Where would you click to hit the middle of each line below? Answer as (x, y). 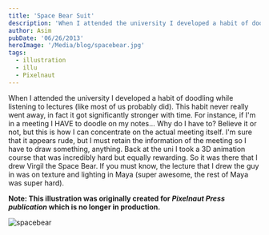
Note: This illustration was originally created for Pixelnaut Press (117, 198)
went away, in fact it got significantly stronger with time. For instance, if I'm (132, 115)
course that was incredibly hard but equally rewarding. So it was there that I (133, 157)
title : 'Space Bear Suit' (51, 16)
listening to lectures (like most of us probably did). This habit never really (128, 106)
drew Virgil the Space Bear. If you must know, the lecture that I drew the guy (134, 165)
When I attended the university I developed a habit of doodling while (121, 98)
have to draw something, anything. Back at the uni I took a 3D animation (127, 149)
